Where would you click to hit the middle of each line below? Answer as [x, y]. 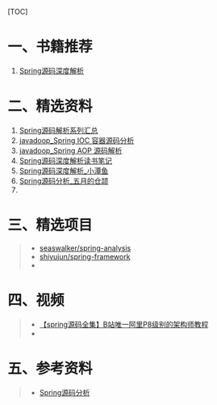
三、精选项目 [50, 225]
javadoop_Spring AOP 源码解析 [71, 150]
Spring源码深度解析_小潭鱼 [64, 171]
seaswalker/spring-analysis [85, 248]
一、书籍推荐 [50, 47]
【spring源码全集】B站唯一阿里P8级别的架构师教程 [124, 324]
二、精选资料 [50, 106]
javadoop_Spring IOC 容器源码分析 [77, 140]
